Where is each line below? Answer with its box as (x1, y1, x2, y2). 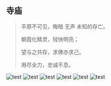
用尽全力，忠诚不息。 (20, 61, 74, 68)
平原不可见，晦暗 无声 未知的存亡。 (20, 23, 109, 30)
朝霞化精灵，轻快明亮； (20, 35, 79, 43)
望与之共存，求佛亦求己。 (20, 48, 85, 55)
